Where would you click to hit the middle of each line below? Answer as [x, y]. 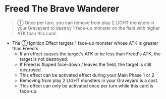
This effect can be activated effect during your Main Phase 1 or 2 [87, 75]
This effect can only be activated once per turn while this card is [87, 85]
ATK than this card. [37, 33]
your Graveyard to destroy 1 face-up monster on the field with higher [88, 28]
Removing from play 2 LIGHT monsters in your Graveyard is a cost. [89, 80]
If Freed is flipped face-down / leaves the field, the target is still [86, 64]
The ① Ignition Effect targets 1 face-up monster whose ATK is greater [85, 43]
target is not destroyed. [44, 59]
